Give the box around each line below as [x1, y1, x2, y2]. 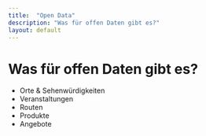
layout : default [8, 26, 61, 34]
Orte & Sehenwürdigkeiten [19, 86, 105, 95]
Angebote [19, 119, 53, 129]
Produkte [19, 111, 50, 120]
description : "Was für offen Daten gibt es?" [8, 19, 160, 27]
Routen [19, 103, 43, 112]
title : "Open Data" [8, 11, 76, 20]
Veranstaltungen [19, 94, 73, 104]
